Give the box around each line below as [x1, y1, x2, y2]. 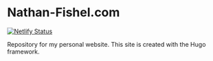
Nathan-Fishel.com [7, 5, 120, 20]
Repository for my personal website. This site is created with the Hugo [7, 40, 206, 48]
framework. [7, 47, 40, 56]
